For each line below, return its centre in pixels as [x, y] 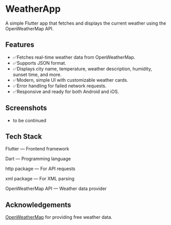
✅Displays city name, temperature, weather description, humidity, [82, 69]
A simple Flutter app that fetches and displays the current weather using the [86, 23]
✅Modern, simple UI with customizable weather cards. [70, 80]
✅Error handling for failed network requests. [60, 86]
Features [20, 45]
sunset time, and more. [37, 74]
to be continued [30, 120]
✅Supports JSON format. [40, 63]
